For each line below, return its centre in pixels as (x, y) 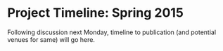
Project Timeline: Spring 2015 (96, 13)
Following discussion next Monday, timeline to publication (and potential (112, 32)
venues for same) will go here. (51, 39)
